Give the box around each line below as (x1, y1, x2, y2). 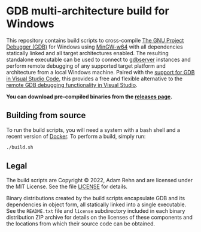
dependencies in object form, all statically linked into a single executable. (6, 201, 187, 208)
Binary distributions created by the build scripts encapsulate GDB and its (6, 195, 185, 202)
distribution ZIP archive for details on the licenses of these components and (6, 214, 193, 221)
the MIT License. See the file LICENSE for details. (6, 183, 127, 190)
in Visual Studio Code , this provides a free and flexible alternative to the (6, 75, 183, 82)
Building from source (6, 110, 86, 120)
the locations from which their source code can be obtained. (6, 220, 156, 227)
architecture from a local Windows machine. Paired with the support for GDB (6, 68, 195, 76)
